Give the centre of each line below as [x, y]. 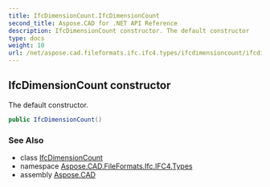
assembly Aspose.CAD [58, 174]
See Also [26, 140]
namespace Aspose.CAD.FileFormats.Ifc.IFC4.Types [106, 166]
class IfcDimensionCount [61, 157]
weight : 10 [27, 46]
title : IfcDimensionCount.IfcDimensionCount [84, 16]
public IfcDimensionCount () [55, 120]
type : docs [27, 38]
